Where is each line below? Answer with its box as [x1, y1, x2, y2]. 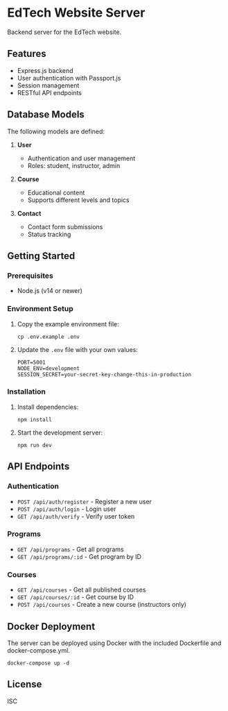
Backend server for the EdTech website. [7, 28, 122, 36]
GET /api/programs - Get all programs [17, 545, 124, 553]
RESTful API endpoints [17, 88, 82, 97]
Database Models [7, 109, 85, 121]
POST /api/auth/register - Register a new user [17, 497, 152, 505]
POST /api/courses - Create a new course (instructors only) [17, 601, 187, 609]
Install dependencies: [17, 403, 79, 411]
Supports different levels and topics [27, 196, 130, 204]
